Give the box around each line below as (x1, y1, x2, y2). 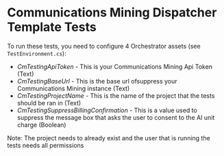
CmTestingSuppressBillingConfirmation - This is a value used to (16, 106, 197, 114)
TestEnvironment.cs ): (7, 49, 66, 57)
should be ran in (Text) (16, 99, 82, 107)
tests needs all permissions (7, 141, 84, 149)
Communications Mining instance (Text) (16, 84, 130, 92)
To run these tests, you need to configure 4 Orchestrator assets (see (7, 42, 201, 50)
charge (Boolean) (16, 120, 66, 129)
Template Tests (7, 19, 97, 35)
